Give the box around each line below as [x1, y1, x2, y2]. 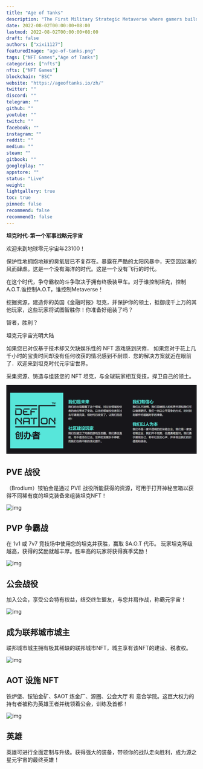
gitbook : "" [6, 157, 36, 163]
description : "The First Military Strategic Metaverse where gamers [6, 16, 182, 22]
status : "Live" [6, 175, 45, 181]
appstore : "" [6, 169, 39, 175]
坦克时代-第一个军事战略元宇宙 [6, 232, 83, 239]
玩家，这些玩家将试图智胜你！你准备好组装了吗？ [11, 306, 134, 313]
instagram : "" [6, 131, 42, 137]
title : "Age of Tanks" [6, 10, 63, 16]
